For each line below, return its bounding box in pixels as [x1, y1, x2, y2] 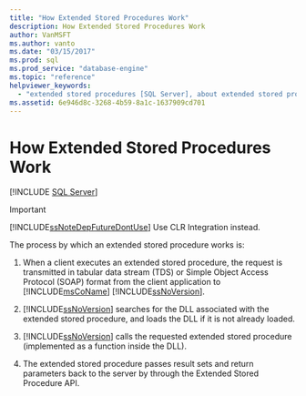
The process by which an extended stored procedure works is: [9, 239, 245, 250]
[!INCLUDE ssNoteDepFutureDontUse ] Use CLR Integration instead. [9, 222, 261, 233]
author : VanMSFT [9, 30, 71, 39]
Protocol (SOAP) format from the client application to [22, 277, 221, 288]
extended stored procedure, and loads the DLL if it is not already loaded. [22, 313, 296, 324]
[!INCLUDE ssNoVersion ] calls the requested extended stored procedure [22, 331, 293, 342]
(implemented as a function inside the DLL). [22, 340, 187, 351]
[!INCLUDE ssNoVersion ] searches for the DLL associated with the [22, 304, 270, 315]
